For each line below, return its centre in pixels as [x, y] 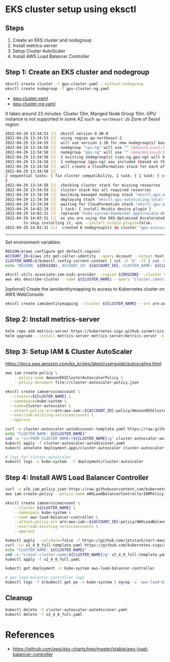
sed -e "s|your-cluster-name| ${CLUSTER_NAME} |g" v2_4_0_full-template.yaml [87, 555]
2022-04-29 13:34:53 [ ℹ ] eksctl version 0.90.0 [57, 133]
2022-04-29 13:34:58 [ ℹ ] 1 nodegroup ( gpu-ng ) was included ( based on [82, 162]
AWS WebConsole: [25, 294]
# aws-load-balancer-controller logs [45, 578]
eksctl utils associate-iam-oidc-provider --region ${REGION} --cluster [83, 275]
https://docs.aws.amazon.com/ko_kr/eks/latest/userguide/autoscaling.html [83, 364]
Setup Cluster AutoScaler [39, 51]
